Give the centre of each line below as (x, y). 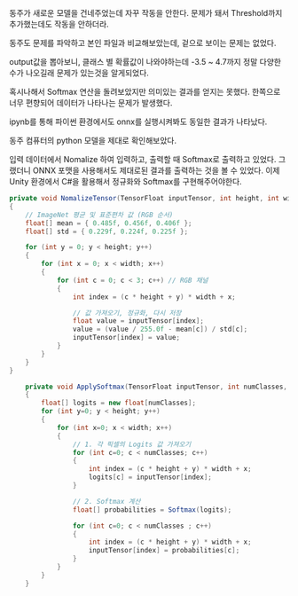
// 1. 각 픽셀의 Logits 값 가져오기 (132, 444)
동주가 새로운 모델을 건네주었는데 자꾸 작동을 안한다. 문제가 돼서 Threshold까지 (146, 13)
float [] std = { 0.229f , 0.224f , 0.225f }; (107, 231)
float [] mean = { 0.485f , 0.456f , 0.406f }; (109, 223)
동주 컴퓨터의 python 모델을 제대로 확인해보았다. (93, 141)
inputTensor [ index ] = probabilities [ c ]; (164, 551)
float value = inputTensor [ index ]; (138, 321)
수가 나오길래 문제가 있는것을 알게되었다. (79, 73)
